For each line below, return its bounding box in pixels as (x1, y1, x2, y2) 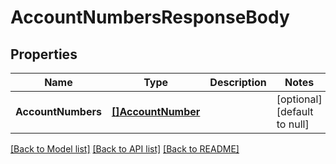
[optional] (276, 92, 323, 106)
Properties (10, 46, 78, 63)
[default (276, 105, 314, 118)
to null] (276, 117, 310, 131)
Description (209, 76, 267, 89)
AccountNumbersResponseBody (10, 6, 290, 29)
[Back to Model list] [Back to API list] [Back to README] (10, 143, 240, 155)
